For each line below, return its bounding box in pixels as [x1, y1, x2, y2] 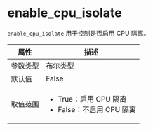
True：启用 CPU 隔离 [58, 94, 127, 104]
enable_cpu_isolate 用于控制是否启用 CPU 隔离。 [7, 29, 150, 37]
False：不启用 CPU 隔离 [58, 104, 137, 114]
